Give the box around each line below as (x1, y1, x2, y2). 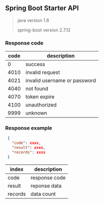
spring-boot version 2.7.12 (17, 27, 71, 33)
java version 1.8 (17, 17, 49, 23)
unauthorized (25, 101, 57, 108)
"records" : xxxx (11, 150, 46, 155)
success (25, 61, 45, 68)
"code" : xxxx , (11, 140, 41, 145)
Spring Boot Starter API (5, 4, 79, 12)
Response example (5, 124, 52, 131)
